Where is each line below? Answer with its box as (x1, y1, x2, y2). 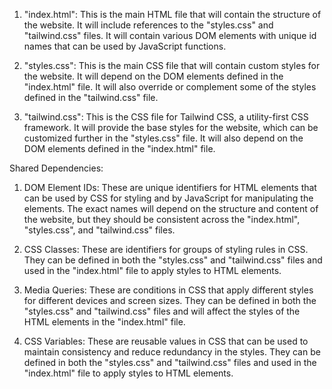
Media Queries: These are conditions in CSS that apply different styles (23, 284, 314, 296)
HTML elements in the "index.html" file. (23, 316, 186, 328)
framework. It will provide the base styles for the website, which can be (23, 122, 319, 133)
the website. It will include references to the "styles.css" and (23, 19, 274, 31)
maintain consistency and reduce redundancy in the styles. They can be (23, 346, 321, 358)
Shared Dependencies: (9, 162, 104, 174)
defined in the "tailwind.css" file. (23, 92, 159, 103)
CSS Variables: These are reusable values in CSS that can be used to (23, 335, 309, 347)
